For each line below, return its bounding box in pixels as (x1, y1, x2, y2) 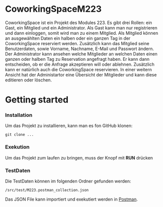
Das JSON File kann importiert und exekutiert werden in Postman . (5, 196, 138, 202)
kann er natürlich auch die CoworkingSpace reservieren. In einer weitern (5, 66, 152, 72)
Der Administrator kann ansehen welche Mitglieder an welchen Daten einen (5, 51, 158, 57)
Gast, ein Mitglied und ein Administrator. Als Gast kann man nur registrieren (5, 25, 158, 30)
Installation (5, 112, 33, 119)
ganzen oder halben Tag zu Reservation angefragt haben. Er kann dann (5, 56, 150, 62)
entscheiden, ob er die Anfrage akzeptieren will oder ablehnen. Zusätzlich (5, 61, 155, 67)
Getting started (5, 94, 69, 105)
